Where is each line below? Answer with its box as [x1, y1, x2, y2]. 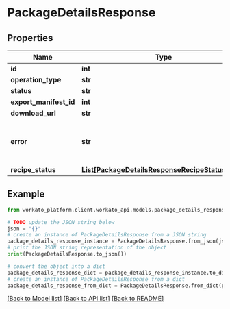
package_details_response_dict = [7, 269, 103, 276]
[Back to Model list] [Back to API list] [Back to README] [7, 295, 164, 303]
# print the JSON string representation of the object [7, 245, 167, 251]
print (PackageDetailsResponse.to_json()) [7, 251, 127, 258]
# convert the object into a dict [7, 262, 106, 270]
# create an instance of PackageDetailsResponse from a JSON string [7, 232, 207, 238]
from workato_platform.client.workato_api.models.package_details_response [7, 206, 228, 213]
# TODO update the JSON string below [7, 219, 115, 225]
